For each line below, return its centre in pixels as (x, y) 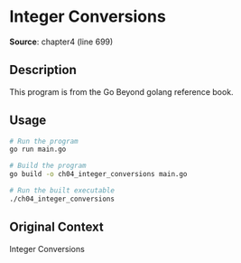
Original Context (56, 227)
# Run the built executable (62, 191)
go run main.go (38, 150)
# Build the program (48, 166)
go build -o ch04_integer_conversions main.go (98, 174)
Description (43, 70)
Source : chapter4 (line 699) (61, 42)
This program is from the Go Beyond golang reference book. (121, 91)
